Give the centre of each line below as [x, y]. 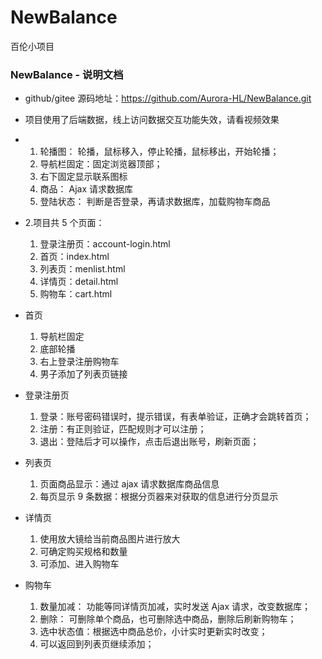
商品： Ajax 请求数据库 [86, 189]
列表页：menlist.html [82, 269]
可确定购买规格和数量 [83, 552]
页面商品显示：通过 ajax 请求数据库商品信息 [129, 484]
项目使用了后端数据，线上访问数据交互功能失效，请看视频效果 [152, 120]
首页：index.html [74, 257]
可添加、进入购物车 [79, 564]
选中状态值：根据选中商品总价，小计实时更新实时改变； [153, 632]
